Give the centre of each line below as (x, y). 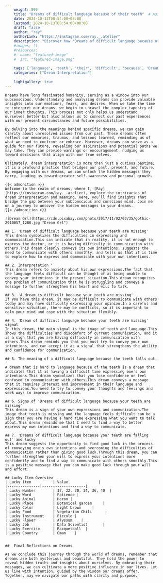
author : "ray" (28, 32)
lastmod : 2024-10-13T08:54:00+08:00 (51, 23)
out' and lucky (20, 439)
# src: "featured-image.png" (44, 59)
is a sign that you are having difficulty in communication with (72, 337)
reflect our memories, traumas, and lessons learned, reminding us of (78, 137)
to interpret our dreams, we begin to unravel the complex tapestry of (79, 108)
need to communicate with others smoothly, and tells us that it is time (81, 252)
